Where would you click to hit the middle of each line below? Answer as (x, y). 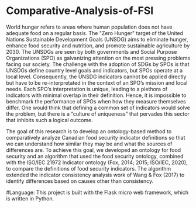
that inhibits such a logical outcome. (50, 120)
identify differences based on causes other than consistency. (80, 181)
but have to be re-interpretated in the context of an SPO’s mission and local (97, 82)
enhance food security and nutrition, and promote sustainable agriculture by (98, 46)
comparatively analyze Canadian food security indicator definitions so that (96, 137)
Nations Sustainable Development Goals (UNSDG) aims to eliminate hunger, (97, 39)
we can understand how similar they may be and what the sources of (89, 144)
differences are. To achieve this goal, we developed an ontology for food (94, 150)
